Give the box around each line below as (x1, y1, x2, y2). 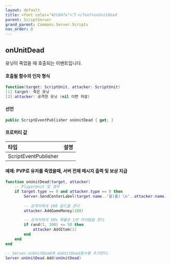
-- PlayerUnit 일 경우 (14, 184, 60, 189)
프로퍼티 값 (5, 129, 27, 135)
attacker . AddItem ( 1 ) (32, 227, 77, 232)
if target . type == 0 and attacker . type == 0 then (14, 189, 123, 194)
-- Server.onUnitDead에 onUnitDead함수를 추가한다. (5, 251, 109, 256)
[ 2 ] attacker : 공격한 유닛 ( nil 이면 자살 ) (5, 94, 90, 99)
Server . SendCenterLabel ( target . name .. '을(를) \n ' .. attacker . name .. (24, 193, 169, 199)
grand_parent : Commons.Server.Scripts (5, 22, 88, 27)
